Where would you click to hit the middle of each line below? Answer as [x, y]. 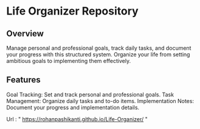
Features [23, 80]
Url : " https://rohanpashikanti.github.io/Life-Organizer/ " [77, 119]
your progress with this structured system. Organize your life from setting [98, 55]
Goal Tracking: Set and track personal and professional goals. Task [90, 94]
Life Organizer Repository [72, 11]
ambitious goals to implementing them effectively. [69, 61]
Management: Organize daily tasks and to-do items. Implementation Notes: [100, 101]
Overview [25, 34]
